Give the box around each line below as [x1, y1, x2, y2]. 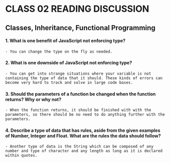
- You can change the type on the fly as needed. [5, 49, 113, 54]
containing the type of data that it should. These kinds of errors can [5, 75, 163, 81]
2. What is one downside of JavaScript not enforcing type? [5, 60, 132, 66]
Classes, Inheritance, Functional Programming [5, 24, 156, 32]
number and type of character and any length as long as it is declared [5, 149, 163, 154]
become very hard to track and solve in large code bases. [5, 80, 133, 85]
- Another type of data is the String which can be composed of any [5, 144, 154, 149]
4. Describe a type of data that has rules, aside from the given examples [5, 127, 160, 133]
